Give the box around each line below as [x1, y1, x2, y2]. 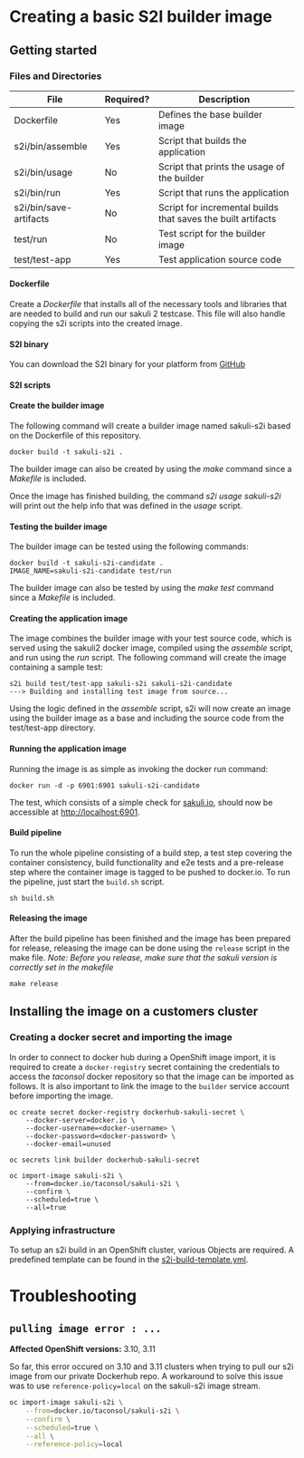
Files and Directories [9, 70, 102, 82]
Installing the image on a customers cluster [9, 1004, 259, 1019]
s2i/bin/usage [14, 166, 73, 179]
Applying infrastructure [9, 1223, 116, 1236]
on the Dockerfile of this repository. [9, 430, 142, 441]
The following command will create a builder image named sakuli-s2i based [9, 420, 291, 431]
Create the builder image [9, 401, 105, 411]
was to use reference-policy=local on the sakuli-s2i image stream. [9, 1380, 261, 1392]
